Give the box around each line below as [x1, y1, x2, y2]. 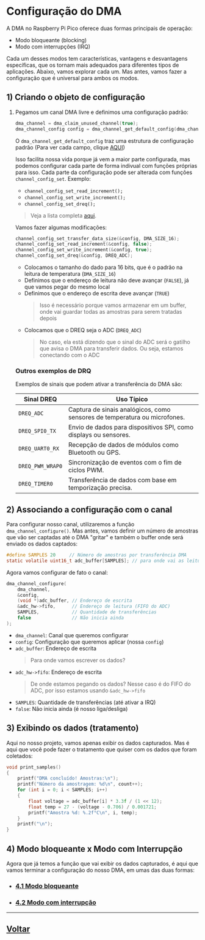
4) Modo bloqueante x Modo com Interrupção [6, 844, 183, 854]
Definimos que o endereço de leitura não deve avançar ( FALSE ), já [24, 277, 189, 284]
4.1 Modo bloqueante [15, 881, 79, 890]
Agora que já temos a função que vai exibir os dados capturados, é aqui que [6, 860, 198, 867]
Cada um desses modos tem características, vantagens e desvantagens [6, 55, 188, 62]
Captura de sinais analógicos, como [68, 406, 171, 414]
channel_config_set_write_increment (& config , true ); [15, 247, 153, 253]
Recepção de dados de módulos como [68, 441, 179, 449]
